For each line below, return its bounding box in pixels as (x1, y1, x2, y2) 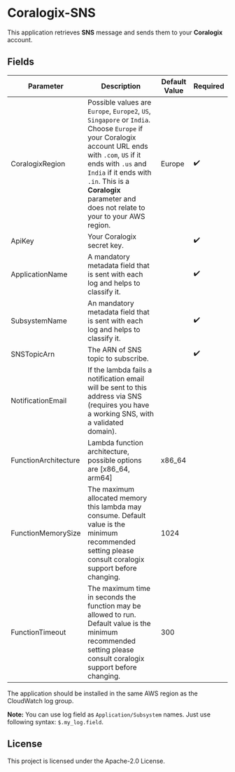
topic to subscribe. (87, 353, 149, 363)
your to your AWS (87, 211, 145, 221)
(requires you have (87, 400, 150, 410)
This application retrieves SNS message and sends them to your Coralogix (7, 28, 223, 36)
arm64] (87, 472, 113, 482)
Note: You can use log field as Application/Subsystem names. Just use (7, 710, 211, 719)
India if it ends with (87, 167, 152, 177)
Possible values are (87, 97, 152, 107)
